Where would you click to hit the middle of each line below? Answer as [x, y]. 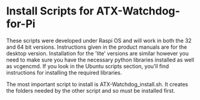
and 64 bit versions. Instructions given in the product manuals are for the [97, 47]
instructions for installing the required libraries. [64, 72]
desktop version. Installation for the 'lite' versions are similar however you [98, 53]
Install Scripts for [50, 11]
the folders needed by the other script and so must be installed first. [91, 90]
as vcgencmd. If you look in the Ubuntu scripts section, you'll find [88, 66]
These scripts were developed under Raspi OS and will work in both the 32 [99, 40]
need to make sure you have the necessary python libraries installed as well [100, 60]
